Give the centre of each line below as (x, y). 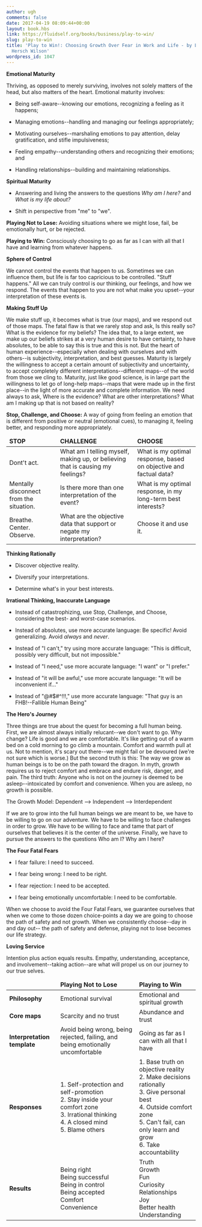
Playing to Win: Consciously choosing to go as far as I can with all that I (95, 241)
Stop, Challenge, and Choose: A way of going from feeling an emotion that (99, 414)
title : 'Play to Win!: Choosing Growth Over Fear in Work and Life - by (99, 46)
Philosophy (26, 998)
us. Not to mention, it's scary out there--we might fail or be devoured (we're (100, 751)
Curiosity (152, 1184)
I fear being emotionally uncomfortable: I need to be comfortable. (96, 897)
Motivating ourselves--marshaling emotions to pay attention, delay (97, 133)
